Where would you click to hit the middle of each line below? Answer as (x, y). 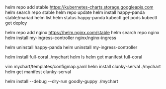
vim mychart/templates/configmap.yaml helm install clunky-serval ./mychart (83, 67)
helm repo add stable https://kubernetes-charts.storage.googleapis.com (79, 7)
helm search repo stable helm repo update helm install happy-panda (75, 12)
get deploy (16, 23)
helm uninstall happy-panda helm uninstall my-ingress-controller (71, 47)
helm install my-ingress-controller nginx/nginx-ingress (61, 38)
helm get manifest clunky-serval (38, 72)
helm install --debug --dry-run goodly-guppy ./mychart (62, 81)
